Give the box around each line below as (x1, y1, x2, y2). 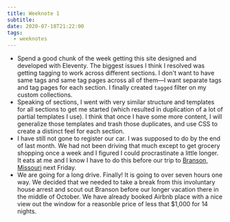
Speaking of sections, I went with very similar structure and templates (16, 98, 215, 106)
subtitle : (7, 16, 36, 23)
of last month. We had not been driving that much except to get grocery (16, 142, 220, 150)
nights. (16, 207, 37, 216)
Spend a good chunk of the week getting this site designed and (16, 54, 197, 62)
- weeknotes (13, 36, 48, 42)
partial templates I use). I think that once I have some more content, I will (16, 112, 222, 121)
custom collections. (16, 90, 73, 99)
